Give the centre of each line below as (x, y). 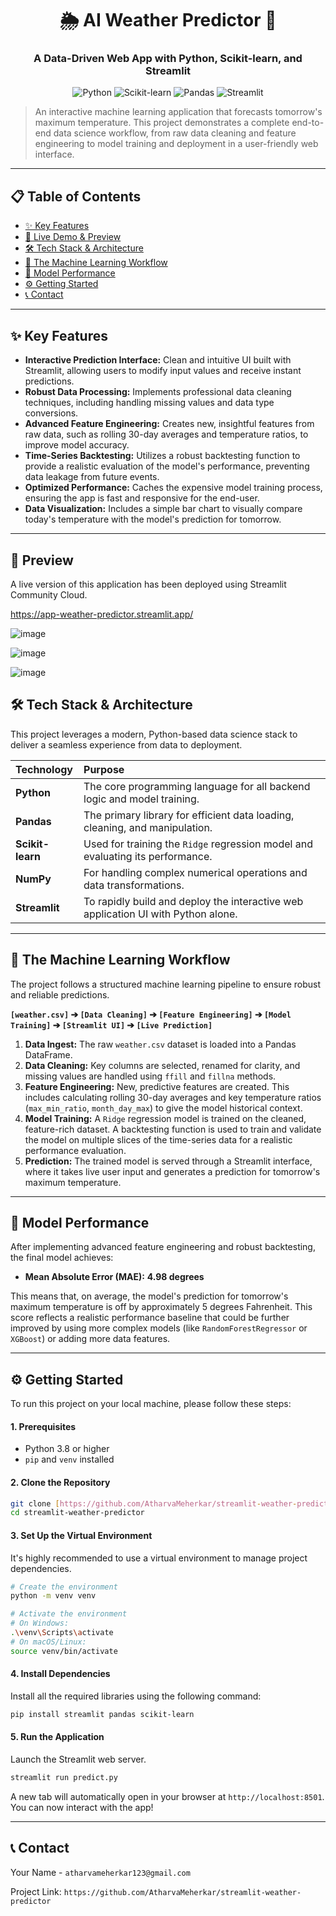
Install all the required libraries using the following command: (136, 1696)
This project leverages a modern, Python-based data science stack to (154, 734)
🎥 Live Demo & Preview (73, 237)
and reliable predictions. (60, 994)
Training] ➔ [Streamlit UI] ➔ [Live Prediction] (111, 1024)
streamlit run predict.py (64, 1777)
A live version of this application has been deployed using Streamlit (148, 584)
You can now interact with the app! (82, 1807)
